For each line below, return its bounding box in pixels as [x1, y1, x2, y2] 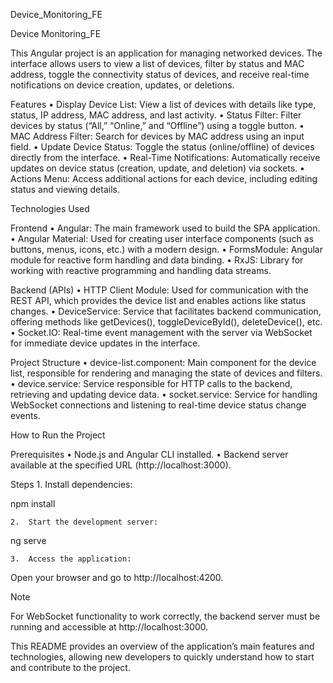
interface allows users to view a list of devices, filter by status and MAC [10, 58, 305, 69]
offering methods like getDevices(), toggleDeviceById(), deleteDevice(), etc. [10, 316, 323, 328]
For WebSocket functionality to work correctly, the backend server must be [10, 610, 321, 622]
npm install [10, 498, 56, 509]
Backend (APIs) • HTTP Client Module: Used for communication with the [10, 284, 309, 296]
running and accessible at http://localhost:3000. [10, 621, 209, 633]
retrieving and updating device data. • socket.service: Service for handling [10, 389, 318, 400]
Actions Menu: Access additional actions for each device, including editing [10, 173, 318, 184]
